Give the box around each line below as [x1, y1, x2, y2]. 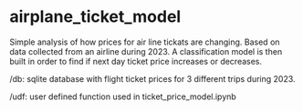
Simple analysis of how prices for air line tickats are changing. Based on [9, 36, 280, 47]
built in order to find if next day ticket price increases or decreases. [9, 55, 263, 66]
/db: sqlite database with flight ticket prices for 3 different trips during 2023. [9, 73, 296, 84]
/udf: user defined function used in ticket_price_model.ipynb [9, 91, 237, 102]
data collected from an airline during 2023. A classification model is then [9, 45, 283, 56]
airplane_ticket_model [9, 6, 182, 27]
